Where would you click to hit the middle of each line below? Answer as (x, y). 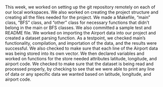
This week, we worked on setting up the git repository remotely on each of (80, 7)
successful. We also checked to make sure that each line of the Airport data (81, 48)
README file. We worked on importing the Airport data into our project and (81, 33)
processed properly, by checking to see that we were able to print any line (80, 69)
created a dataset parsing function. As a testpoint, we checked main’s (75, 38)
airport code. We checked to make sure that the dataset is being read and (79, 64)
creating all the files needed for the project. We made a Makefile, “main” (78, 17)
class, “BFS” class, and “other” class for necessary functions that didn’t (77, 22)
